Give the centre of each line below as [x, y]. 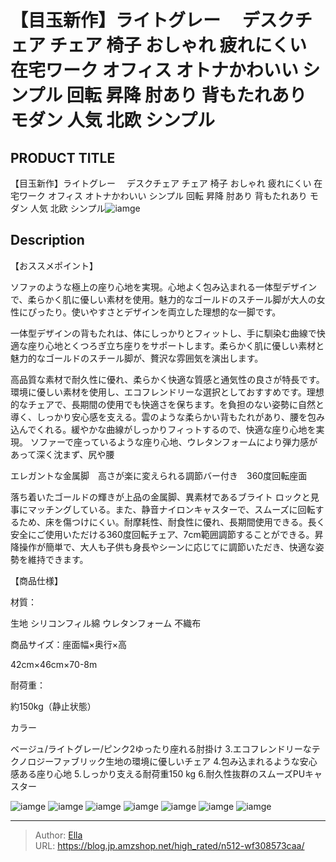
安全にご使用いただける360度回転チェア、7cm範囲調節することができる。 [162, 534]
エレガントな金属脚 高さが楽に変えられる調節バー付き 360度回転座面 [159, 475]
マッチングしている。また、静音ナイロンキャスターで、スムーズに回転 [171, 509]
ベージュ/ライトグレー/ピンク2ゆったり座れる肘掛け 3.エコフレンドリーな [161, 748]
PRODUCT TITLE [63, 157]
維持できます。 [58, 559]
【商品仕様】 [36, 580]
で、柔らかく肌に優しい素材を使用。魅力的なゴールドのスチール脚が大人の [163, 299]
